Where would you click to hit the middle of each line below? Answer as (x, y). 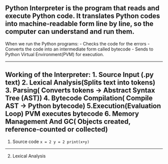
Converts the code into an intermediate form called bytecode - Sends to (79, 49)
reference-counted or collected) (57, 129)
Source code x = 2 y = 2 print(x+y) (51, 141)
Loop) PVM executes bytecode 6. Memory (72, 114)
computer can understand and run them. (70, 32)
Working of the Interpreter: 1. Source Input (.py (79, 75)
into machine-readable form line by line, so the (79, 24)
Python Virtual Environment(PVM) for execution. (54, 54)
